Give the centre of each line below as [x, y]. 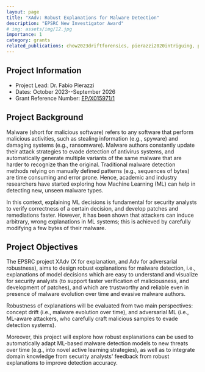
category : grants [28, 40]
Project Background [45, 117]
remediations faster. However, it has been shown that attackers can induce [100, 215]
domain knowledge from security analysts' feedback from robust [88, 356]
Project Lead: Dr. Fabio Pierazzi [55, 85]
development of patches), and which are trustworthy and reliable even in [98, 287]
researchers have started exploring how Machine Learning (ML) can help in [101, 184]
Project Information [44, 71]
